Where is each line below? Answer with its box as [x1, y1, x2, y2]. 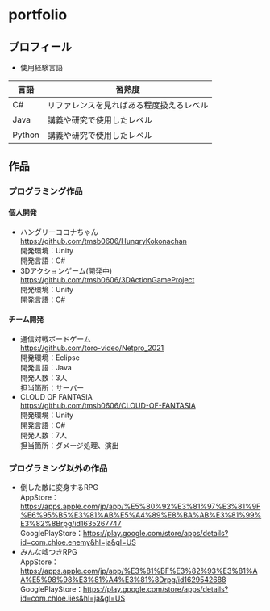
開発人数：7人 [19, 430, 67, 440]
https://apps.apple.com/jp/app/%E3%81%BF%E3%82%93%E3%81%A [19, 567, 258, 576]
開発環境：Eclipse [19, 353, 81, 362]
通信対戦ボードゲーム [19, 333, 91, 344]
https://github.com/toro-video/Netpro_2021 [19, 343, 164, 353]
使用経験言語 [19, 63, 63, 72]
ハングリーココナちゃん [19, 227, 98, 236]
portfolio [8, 6, 68, 24]
